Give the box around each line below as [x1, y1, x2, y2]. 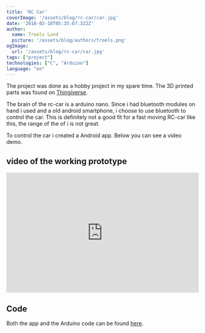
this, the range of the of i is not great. [6, 120, 100, 127]
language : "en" [6, 65, 45, 72]
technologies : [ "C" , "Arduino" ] [6, 60, 88, 66]
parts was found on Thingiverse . [6, 89, 88, 96]
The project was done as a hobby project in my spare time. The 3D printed [6, 82, 193, 90]
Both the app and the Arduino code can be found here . [6, 320, 144, 327]
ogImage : [6, 43, 29, 49]
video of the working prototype [6, 156, 127, 167]
